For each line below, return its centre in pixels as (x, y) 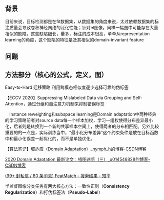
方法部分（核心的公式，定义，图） (56, 75)
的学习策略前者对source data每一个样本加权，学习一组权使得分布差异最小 (79, 120)
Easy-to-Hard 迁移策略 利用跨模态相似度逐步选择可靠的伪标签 (67, 87)
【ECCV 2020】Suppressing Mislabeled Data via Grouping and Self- (74, 98)
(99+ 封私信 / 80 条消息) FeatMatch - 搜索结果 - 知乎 (58, 176)
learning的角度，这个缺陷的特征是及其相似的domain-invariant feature (74, 40)
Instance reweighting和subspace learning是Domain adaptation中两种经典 (83, 114)
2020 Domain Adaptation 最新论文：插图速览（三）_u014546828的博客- (78, 160)
